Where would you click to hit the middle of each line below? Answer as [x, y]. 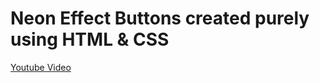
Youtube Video [41, 67]
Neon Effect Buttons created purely [160, 18]
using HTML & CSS [90, 39]
